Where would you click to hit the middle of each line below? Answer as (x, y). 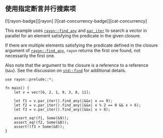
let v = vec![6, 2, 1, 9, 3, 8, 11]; (52, 92)
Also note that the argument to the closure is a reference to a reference (77, 65)
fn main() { (17, 88)
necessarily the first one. (30, 55)
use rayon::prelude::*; (29, 79)
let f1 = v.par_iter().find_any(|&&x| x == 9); (63, 101)
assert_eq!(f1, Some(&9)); (41, 118)
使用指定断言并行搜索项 (40, 9)
